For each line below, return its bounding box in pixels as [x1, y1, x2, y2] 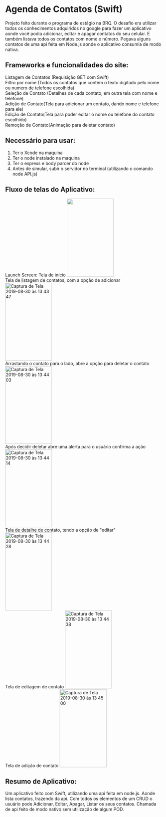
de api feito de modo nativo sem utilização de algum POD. [5, 807, 124, 813]
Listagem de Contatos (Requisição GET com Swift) [5, 74, 109, 80]
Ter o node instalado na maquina [12, 155, 80, 161]
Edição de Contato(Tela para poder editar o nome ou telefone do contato [5, 111, 155, 117]
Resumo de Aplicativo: [5, 777, 77, 786]
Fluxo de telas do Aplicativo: [5, 185, 95, 194]
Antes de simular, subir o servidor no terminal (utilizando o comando [12, 166, 153, 172]
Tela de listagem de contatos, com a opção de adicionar [5, 277, 121, 283]
